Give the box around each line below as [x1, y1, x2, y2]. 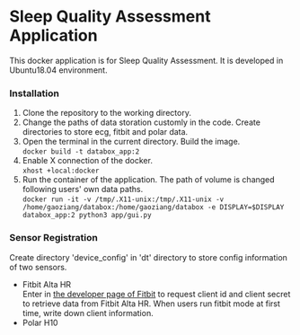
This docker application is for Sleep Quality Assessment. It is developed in [9, 55, 284, 66]
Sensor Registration [9, 232, 99, 244]
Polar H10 [22, 317, 58, 328]
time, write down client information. [22, 307, 154, 318]
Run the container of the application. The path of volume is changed [22, 174, 276, 185]
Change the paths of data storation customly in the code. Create [22, 117, 260, 128]
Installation [9, 87, 60, 100]
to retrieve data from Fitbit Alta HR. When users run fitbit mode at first [22, 298, 281, 309]
